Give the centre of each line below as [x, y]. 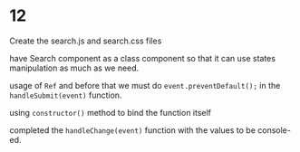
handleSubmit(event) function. [66, 95]
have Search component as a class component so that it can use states [143, 58]
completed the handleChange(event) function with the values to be [133, 130]
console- [275, 130]
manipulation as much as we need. [74, 68]
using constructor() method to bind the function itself [110, 112]
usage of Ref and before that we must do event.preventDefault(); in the [145, 85]
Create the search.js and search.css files [86, 41]
